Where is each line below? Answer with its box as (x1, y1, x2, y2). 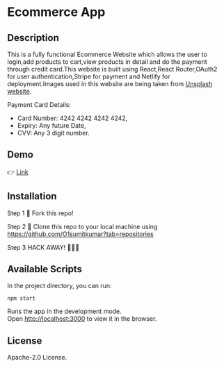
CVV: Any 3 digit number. (17, 129, 90, 137)
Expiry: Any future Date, (17, 122, 86, 129)
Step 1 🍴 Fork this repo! (7, 209, 74, 217)
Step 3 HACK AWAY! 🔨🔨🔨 (7, 243, 80, 251)
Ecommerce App (7, 4, 106, 20)
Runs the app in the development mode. (7, 307, 122, 316)
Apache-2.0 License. (7, 353, 67, 362)
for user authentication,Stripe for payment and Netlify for (7, 72, 170, 81)
